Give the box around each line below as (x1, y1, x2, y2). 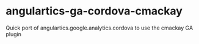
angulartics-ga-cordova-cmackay (5, 4, 183, 18)
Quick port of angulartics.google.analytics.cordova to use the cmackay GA (5, 24, 194, 31)
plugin (5, 30, 22, 37)
